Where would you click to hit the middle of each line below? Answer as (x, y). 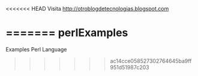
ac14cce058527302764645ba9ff (151, 61)
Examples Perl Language (36, 49)
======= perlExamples (67, 33)
